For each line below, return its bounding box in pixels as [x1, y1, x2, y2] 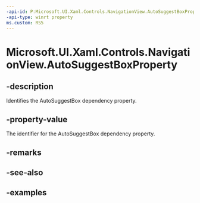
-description [6, 81, 54, 91]
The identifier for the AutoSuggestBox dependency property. [6, 130, 155, 137]
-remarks [6, 147, 42, 157]
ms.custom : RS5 [6, 20, 44, 26]
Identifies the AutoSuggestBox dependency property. [6, 97, 137, 104]
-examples [6, 188, 47, 198]
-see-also [6, 167, 43, 177]
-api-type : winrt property [6, 14, 73, 20]
